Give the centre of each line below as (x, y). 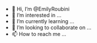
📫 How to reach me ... (39, 34)
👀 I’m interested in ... (36, 15)
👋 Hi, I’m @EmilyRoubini (41, 9)
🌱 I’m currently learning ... (43, 21)
